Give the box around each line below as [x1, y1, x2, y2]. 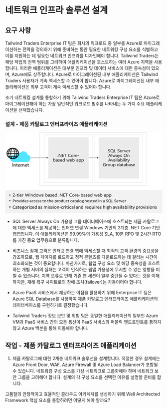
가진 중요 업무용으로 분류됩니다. [17, 237, 79, 243]
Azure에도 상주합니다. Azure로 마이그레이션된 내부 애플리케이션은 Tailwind [11, 71, 158, 77]
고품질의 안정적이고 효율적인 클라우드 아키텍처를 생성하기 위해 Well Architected [5, 391, 161, 397]
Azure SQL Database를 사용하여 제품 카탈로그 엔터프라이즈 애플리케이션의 [12, 296, 158, 302]
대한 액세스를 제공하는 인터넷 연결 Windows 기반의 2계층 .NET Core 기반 [17, 225, 161, 231]
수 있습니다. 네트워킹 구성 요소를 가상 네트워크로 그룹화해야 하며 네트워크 [12, 368, 154, 374]
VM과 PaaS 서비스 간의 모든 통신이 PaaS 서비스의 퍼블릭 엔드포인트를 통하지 [12, 319, 162, 325]
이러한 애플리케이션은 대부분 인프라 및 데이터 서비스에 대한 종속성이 [19, 65, 151, 71]
